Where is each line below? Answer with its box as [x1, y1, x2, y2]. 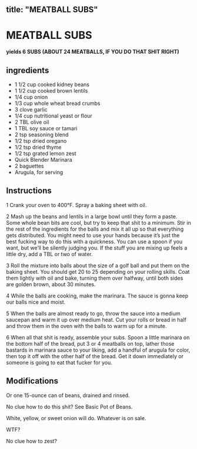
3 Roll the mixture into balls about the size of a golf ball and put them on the [6, 262, 190, 269]
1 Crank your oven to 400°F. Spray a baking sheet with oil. [6, 201, 147, 208]
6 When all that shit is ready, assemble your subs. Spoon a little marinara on [6, 333, 190, 341]
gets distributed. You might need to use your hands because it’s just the [6, 231, 180, 238]
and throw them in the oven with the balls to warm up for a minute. [6, 322, 167, 329]
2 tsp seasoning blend [14, 131, 69, 138]
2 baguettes [14, 162, 44, 169]
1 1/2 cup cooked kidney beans [14, 81, 90, 88]
